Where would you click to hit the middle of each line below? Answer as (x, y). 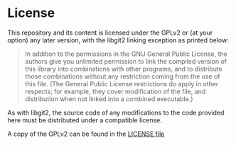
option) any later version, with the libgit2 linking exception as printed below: (118, 40)
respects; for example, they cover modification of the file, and (115, 91)
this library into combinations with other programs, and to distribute (123, 69)
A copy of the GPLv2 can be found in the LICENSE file (86, 134)
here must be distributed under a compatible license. (85, 120)
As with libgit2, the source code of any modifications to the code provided (116, 112)
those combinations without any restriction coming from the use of (122, 76)
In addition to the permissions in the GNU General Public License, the (126, 54)
